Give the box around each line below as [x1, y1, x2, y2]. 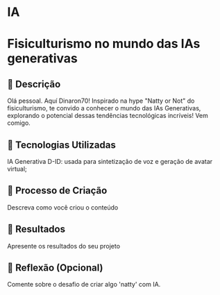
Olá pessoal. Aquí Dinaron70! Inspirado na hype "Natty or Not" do [7, 96, 195, 105]
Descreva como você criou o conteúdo [7, 203, 119, 212]
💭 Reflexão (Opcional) [7, 262, 103, 274]
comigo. [7, 119, 31, 127]
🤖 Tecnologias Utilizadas [7, 139, 116, 151]
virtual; [7, 165, 28, 173]
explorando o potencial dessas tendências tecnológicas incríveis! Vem [7, 112, 208, 120]
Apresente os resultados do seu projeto [7, 242, 120, 250]
